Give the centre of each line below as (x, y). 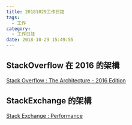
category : (19, 29)
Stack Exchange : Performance (44, 115)
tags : (13, 17)
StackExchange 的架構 (49, 101)
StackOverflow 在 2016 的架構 (63, 66)
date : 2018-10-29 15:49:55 (40, 40)
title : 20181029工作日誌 (35, 12)
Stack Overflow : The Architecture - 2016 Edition (66, 80)
